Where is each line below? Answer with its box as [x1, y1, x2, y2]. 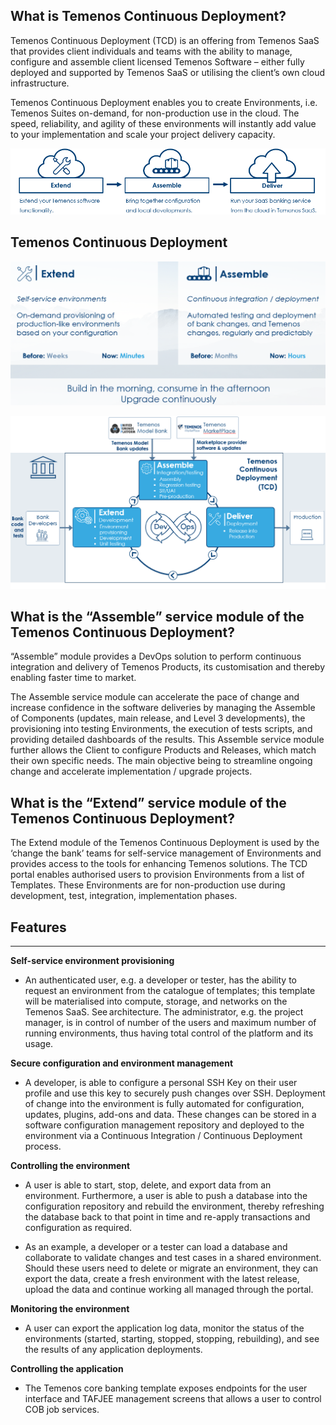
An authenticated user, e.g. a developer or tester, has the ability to [24, 974, 297, 986]
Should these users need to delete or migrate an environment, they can [24, 1262, 319, 1274]
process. [24, 1140, 62, 1153]
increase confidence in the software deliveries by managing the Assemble [10, 702, 316, 714]
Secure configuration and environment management [10, 1057, 234, 1069]
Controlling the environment [10, 1160, 131, 1172]
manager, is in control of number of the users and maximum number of [24, 1017, 317, 1029]
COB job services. [24, 1404, 100, 1416]
